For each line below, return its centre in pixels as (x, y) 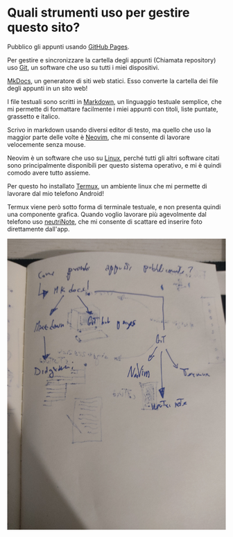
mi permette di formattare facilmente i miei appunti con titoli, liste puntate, (113, 109)
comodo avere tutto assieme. (49, 173)
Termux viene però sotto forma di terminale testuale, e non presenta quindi (114, 206)
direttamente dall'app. (38, 229)
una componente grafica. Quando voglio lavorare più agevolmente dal (107, 214)
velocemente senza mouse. (46, 144)
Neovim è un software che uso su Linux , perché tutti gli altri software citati (113, 158)
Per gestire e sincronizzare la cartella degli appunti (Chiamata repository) (112, 60)
